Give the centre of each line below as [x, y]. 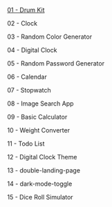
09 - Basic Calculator [37, 117]
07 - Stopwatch [29, 90]
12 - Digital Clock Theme [42, 157]
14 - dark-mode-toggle [40, 184]
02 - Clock [22, 23]
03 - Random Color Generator [49, 37]
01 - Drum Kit [26, 10]
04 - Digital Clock [32, 50]
